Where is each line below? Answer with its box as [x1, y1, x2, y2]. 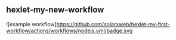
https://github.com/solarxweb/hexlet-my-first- [56, 20, 170, 27]
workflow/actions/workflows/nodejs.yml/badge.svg [6, 27, 133, 34]
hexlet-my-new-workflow [6, 5, 104, 15]
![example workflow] [6, 20, 57, 27]
